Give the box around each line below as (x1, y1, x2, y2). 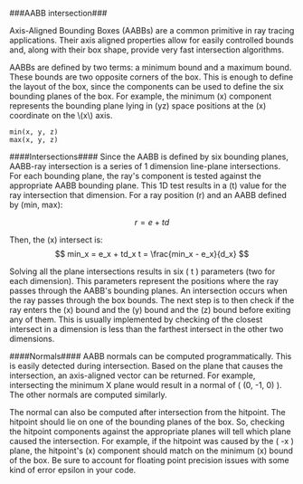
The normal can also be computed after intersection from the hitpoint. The (9, 407, 287, 417)
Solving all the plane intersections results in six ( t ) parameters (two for (9, 266, 276, 277)
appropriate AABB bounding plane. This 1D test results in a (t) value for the (9, 180, 287, 191)
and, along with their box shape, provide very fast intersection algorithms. (9, 44, 285, 55)
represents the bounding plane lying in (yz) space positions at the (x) (9, 100, 267, 111)
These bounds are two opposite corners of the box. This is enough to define (9, 71, 294, 82)
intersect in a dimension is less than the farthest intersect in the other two (9, 324, 284, 334)
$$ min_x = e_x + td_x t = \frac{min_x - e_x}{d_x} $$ (54, 249, 250, 259)
